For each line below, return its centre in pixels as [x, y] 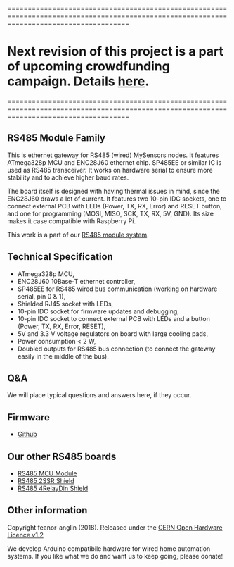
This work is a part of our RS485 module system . [78, 235]
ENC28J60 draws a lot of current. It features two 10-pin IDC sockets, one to [117, 199]
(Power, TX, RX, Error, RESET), [61, 326]
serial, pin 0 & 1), [41, 296]
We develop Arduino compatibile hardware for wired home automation [109, 548]
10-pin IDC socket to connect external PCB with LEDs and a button [114, 318]
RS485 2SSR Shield [46, 481]
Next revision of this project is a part [115, 52]
